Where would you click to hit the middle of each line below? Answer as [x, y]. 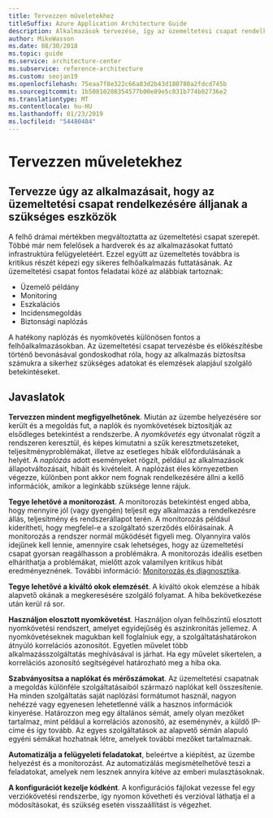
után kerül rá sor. [37, 604]
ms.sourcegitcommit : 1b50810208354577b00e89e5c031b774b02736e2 [118, 91]
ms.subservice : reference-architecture [76, 69]
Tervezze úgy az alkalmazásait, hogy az [112, 192]
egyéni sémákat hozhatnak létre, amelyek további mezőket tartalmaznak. [130, 738]
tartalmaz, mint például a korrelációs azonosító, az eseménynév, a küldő [129, 721]
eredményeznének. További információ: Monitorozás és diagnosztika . [125, 570]
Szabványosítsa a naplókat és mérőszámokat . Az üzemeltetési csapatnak [134, 678]
